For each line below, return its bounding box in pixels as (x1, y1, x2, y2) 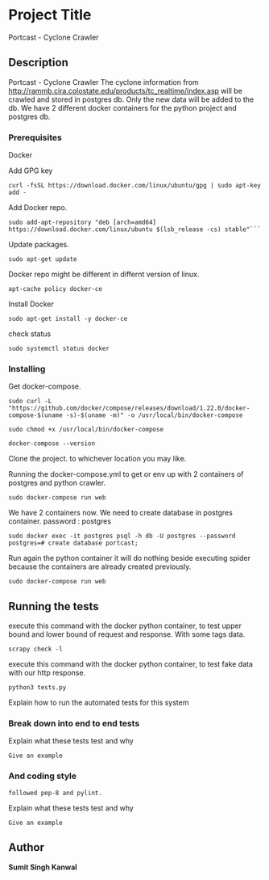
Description (8, 56, 68, 69)
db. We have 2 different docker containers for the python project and (8, 103, 238, 112)
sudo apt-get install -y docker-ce (8, 315, 128, 323)
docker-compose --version (8, 440, 95, 448)
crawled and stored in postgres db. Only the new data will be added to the (8, 95, 255, 104)
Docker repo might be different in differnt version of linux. (8, 269, 200, 280)
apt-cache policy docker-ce (8, 285, 103, 293)
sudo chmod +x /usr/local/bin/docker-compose (8, 426, 163, 434)
